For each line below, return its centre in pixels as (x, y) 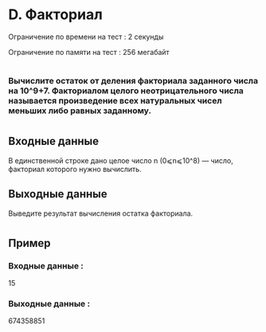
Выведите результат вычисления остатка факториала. (101, 213)
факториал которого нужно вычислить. (75, 169)
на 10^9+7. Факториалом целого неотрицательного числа (126, 91)
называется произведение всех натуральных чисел (115, 101)
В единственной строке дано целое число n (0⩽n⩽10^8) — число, (121, 160)
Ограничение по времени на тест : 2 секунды (86, 37)
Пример (29, 243)
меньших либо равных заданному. (80, 111)
